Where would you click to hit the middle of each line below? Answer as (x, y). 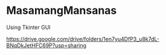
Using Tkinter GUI (28, 27)
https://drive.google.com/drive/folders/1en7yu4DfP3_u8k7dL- (83, 39)
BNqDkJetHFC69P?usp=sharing (46, 45)
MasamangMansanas (62, 11)
